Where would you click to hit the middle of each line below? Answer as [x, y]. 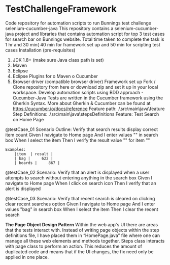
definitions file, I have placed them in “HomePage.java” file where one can [83, 235]
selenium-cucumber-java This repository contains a [59, 28]
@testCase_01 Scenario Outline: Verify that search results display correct [82, 129]
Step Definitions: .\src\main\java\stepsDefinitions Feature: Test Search [86, 114]
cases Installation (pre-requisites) [40, 50]
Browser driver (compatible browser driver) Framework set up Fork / [84, 82]
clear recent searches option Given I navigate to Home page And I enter [80, 204]
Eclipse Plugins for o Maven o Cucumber [55, 76]
